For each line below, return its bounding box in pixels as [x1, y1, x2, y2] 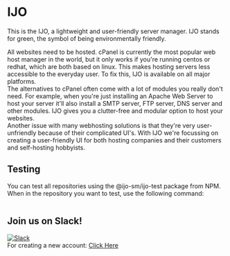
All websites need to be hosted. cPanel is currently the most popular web [7, 48, 216, 56]
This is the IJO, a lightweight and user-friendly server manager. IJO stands [7, 27, 220, 35]
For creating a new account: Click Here [7, 241, 119, 249]
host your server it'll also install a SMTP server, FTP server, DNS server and [7, 99, 223, 107]
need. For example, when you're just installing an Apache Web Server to [7, 91, 213, 100]
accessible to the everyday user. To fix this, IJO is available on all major [7, 70, 211, 78]
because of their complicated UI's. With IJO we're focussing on [37, 129, 219, 137]
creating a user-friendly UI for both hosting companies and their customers [7, 136, 222, 144]
